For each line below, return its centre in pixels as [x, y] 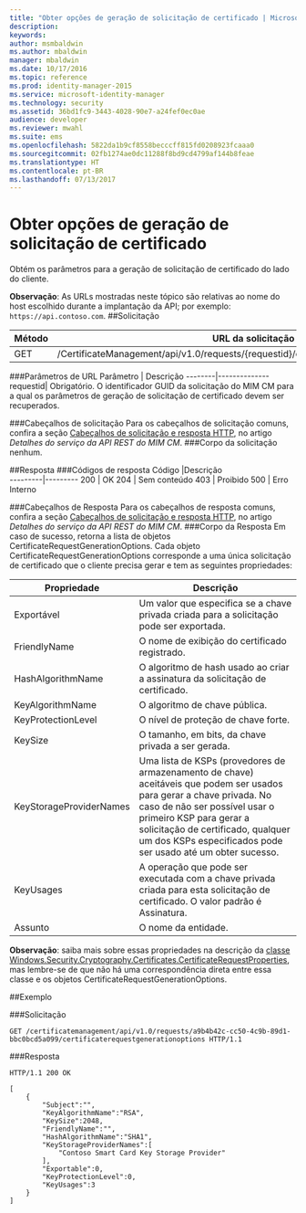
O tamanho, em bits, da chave [203, 734]
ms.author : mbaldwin [49, 52]
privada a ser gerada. [184, 746]
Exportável [37, 615]
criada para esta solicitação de [204, 890]
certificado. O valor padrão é [200, 902]
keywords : [28, 35]
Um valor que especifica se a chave [215, 604]
